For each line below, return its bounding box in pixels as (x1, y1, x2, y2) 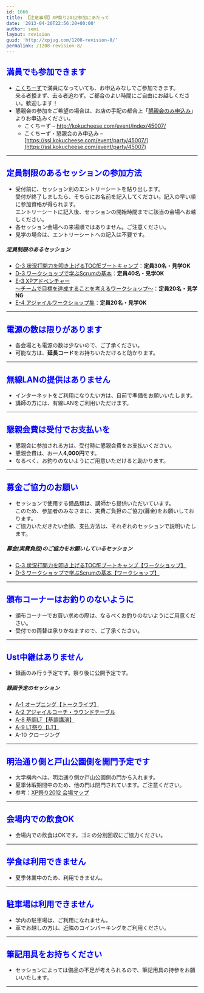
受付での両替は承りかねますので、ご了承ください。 (15, 627, 143, 634)
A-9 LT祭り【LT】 (15, 724, 59, 731)
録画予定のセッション (6, 684, 59, 691)
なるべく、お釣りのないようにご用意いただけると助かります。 (15, 457, 169, 464)
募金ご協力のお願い (6, 482, 78, 493)
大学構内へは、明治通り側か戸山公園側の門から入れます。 (15, 773, 159, 781)
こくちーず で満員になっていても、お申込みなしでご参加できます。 (15, 84, 179, 91)
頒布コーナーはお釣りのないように (6, 594, 134, 605)
